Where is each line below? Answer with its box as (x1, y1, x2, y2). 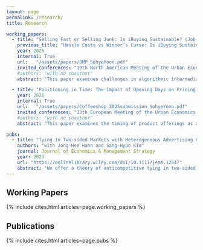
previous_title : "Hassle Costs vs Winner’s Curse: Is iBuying (17, 42, 177, 48)
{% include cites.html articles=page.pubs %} (6, 237, 118, 245)
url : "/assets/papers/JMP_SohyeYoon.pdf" (17, 59, 129, 65)
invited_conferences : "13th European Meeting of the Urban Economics (17, 109, 196, 115)
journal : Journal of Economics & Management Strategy (17, 149, 155, 155)
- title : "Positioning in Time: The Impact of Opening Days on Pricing (11, 87, 196, 93)
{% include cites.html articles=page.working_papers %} (6, 204, 146, 211)
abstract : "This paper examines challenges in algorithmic (17, 76, 169, 82)
